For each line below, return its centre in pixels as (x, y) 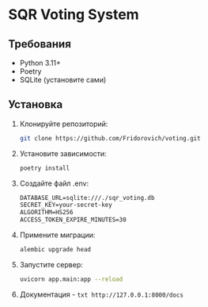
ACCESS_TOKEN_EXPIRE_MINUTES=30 (73, 220)
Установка (36, 105)
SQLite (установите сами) (63, 80)
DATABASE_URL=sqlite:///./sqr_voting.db (87, 198)
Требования (40, 44)
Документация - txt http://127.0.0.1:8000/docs (102, 294)
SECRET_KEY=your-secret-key (66, 205)
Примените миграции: (57, 235)
